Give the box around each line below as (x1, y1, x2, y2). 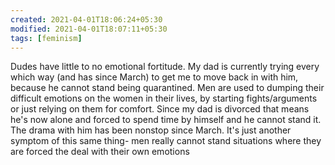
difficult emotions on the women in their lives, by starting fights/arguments (10, 92, 318, 105)
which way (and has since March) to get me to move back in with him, (10, 71, 299, 83)
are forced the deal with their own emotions (10, 146, 190, 158)
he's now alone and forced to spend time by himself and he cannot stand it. (10, 114, 322, 126)
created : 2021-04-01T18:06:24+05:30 (10, 14, 163, 25)
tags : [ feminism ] (10, 33, 83, 43)
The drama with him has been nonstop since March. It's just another (10, 124, 292, 136)
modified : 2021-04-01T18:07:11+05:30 (10, 24, 168, 34)
